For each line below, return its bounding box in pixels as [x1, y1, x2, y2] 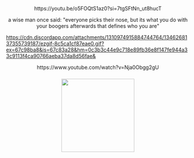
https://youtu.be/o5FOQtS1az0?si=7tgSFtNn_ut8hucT [34, 5, 162, 12]
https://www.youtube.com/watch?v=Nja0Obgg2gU [37, 64, 159, 71]
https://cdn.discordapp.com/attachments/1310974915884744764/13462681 [6, 34, 188, 40]
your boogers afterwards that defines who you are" [36, 23, 160, 29]
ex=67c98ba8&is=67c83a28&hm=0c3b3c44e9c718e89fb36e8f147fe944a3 [6, 46, 188, 53]
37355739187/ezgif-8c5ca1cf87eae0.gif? [6, 40, 104, 47]
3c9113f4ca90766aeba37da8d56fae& [6, 53, 96, 59]
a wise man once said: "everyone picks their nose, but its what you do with [8, 16, 188, 23]
